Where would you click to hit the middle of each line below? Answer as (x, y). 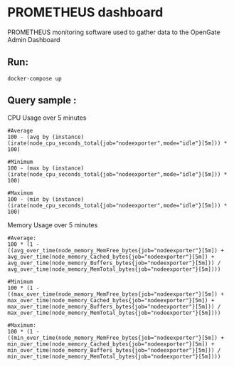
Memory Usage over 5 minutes (53, 224)
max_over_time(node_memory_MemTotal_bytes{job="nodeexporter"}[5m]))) (114, 313)
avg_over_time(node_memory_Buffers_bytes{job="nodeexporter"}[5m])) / (114, 263)
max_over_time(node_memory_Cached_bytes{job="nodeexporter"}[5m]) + (111, 300)
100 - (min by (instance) (46, 199)
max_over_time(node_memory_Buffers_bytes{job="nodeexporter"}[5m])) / (114, 306)
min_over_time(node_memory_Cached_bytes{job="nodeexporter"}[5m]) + (111, 344)
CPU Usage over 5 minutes (47, 118)
